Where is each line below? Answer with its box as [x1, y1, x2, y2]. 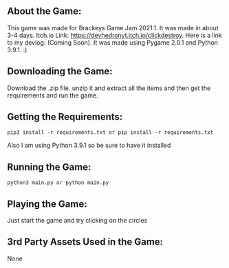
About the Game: [7, 5, 82, 17]
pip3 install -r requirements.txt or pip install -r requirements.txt [7, 129, 214, 136]
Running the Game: [7, 161, 91, 172]
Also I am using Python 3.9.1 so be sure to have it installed [7, 141, 171, 150]
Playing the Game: [7, 198, 87, 210]
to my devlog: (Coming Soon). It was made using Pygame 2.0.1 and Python [7, 38, 219, 47]
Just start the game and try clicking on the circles [7, 216, 148, 225]
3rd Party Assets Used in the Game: [7, 236, 164, 248]
